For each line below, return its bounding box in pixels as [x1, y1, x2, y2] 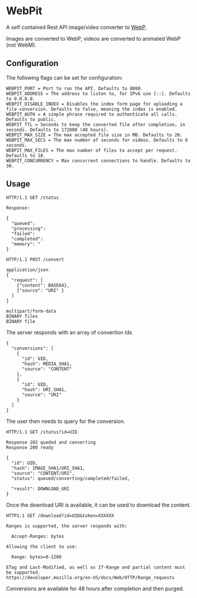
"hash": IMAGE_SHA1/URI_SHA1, [11, 465, 85, 471]
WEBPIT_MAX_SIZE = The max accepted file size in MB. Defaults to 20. [6, 132, 183, 138]
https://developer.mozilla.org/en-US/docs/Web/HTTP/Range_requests [6, 574, 175, 580]
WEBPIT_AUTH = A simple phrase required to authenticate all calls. [6, 111, 178, 117]
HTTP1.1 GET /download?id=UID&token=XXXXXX [6, 512, 115, 518]
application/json [6, 267, 49, 272]
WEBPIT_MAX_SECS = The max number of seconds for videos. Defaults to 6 [6, 137, 188, 143]
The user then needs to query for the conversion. [6, 418, 125, 425]
